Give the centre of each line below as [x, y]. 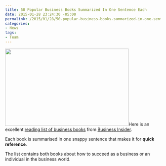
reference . [16, 144]
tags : [11, 33]
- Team [12, 38]
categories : [17, 23]
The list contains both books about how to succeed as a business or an [78, 154]
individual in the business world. [38, 159]
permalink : [16, 19]
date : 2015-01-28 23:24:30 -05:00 [41, 14]
